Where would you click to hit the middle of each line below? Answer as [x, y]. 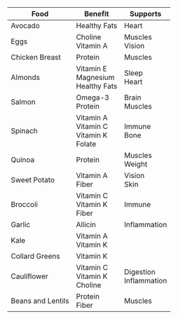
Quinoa [23, 159]
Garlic [21, 225]
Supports [145, 14]
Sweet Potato [33, 180]
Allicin [86, 225]
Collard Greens [36, 256]
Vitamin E [91, 68]
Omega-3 [93, 97]
